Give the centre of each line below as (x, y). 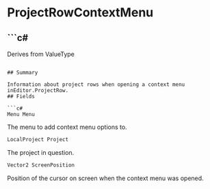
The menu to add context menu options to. (67, 127)
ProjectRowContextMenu (80, 13)
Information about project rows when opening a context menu (96, 85)
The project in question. (41, 152)
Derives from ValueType (41, 54)
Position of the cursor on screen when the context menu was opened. (105, 178)
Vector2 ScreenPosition (41, 165)
